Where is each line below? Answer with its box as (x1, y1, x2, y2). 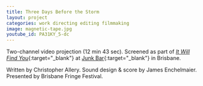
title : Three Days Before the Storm (6, 8, 99, 15)
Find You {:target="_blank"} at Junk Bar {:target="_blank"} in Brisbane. (6, 55, 181, 62)
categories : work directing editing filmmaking (6, 20, 130, 26)
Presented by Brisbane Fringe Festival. (6, 73, 104, 80)
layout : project (6, 15, 48, 21)
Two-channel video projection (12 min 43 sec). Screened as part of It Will (6, 48, 190, 55)
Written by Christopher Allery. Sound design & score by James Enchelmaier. (6, 66, 197, 73)
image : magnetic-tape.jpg (6, 25, 72, 32)
